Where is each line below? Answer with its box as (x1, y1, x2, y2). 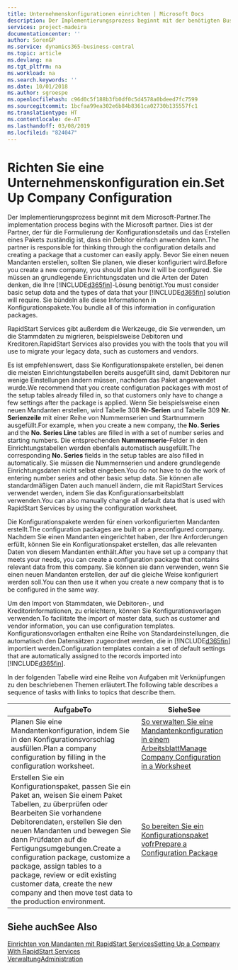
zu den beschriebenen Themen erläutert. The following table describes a (7, 681, 218, 689)
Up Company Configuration (7, 189, 172, 205)
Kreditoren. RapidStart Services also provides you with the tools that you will (7, 339, 229, 348)
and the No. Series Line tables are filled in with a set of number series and (7, 429, 225, 437)
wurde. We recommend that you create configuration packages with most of (7, 383, 229, 392)
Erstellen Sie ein (11, 773, 64, 783)
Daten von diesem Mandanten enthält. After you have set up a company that (7, 548, 228, 556)
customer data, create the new (11, 879, 113, 889)
